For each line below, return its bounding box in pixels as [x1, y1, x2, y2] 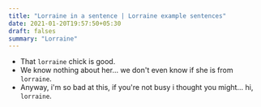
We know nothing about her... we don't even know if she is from [19, 66, 233, 75]
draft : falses [8, 27, 57, 35]
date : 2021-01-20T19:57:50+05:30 [8, 19, 122, 28]
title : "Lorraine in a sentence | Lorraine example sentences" [8, 11, 227, 20]
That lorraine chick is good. [19, 57, 116, 66]
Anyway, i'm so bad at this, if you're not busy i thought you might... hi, [19, 83, 254, 92]
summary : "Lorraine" [8, 34, 79, 43]
